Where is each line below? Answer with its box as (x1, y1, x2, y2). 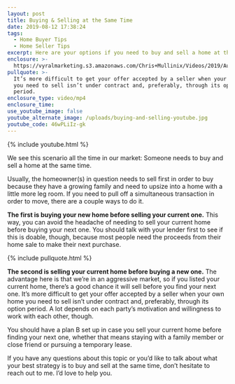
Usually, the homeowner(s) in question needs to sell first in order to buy (7, 174, 214, 183)
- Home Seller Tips (13, 43, 71, 50)
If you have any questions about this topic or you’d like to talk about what (7, 354, 218, 362)
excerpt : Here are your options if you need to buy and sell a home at (7, 50, 220, 57)
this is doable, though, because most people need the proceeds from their (7, 232, 222, 241)
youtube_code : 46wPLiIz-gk (7, 120, 86, 128)
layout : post (7, 10, 45, 17)
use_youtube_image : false (7, 108, 83, 115)
